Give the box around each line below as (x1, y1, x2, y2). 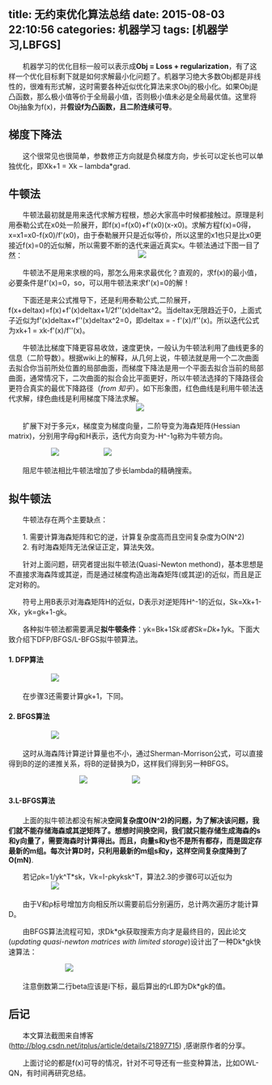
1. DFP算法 (8, 654, 44, 664)
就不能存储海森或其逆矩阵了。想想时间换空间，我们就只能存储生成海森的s (15, 825, 261, 835)
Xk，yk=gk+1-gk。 (8, 607, 71, 617)
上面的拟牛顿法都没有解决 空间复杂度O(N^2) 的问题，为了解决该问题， (22, 815, 253, 825)
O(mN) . (8, 855, 34, 864)
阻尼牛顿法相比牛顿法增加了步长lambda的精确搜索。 (22, 466, 197, 476)
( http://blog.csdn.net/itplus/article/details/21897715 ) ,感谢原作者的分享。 (8, 1040, 250, 1050)
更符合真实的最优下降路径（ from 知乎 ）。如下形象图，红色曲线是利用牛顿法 (8, 384, 257, 394)
